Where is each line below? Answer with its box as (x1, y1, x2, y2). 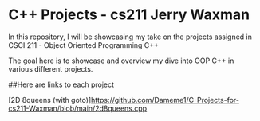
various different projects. (8, 64, 93, 73)
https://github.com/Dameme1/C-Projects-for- (90, 95, 239, 104)
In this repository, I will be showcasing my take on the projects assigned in (8, 32, 253, 41)
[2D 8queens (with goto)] (8, 95, 92, 104)
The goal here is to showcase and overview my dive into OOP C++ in (8, 56, 234, 65)
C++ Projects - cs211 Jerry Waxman (8, 6, 250, 24)
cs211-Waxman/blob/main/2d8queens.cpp (8, 103, 148, 113)
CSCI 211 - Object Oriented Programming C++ (8, 40, 160, 49)
